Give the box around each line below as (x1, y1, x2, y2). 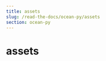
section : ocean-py (6, 19, 51, 25)
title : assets (6, 8, 41, 15)
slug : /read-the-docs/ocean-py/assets (6, 14, 100, 20)
